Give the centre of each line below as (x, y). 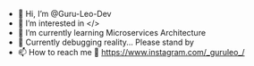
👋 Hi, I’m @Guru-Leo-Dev (64, 14)
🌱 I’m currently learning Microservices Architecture (112, 33)
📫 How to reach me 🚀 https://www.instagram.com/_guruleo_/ (131, 52)
